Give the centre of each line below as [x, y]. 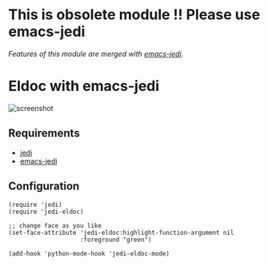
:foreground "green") [116, 240]
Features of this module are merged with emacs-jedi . [96, 54]
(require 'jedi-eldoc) [46, 212]
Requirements [44, 133]
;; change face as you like [55, 225]
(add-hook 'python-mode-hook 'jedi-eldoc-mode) [89, 253]
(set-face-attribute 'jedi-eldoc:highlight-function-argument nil [121, 232]
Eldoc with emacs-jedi [84, 86]
